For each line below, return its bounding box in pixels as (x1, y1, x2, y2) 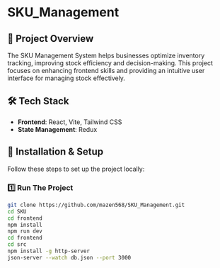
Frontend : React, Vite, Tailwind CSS (17, 118, 122, 126)
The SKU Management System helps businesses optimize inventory (7, 51, 205, 60)
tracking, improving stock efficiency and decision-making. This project (7, 59, 214, 67)
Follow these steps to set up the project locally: (7, 164, 145, 173)
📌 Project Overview (7, 33, 94, 45)
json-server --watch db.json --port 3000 (7, 254, 132, 261)
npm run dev (7, 228, 42, 235)
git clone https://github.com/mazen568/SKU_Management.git (7, 201, 185, 208)
